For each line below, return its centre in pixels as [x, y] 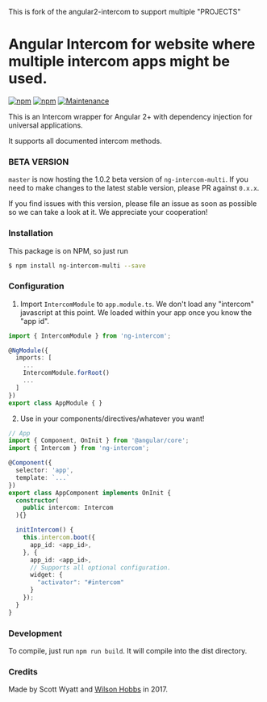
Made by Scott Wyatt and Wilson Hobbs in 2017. [88, 689]
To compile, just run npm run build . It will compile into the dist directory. [128, 651]
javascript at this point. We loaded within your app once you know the [136, 312]
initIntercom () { [45, 530]
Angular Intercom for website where [132, 44]
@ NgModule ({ [28, 351]
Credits [23, 671]
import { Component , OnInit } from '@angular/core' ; [99, 441]
